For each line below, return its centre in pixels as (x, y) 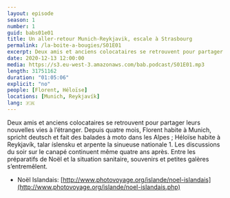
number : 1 (21, 26)
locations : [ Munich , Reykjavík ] (53, 97)
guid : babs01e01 (30, 33)
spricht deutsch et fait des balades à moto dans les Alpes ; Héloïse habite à (114, 137)
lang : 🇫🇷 (21, 103)
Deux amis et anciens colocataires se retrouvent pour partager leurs (104, 122)
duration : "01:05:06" (38, 77)
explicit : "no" (29, 84)
